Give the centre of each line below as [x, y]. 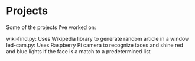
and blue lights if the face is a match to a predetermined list [78, 51]
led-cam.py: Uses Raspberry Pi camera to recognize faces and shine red [95, 45]
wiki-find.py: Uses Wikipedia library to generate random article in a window [98, 38]
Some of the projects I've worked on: [51, 27]
